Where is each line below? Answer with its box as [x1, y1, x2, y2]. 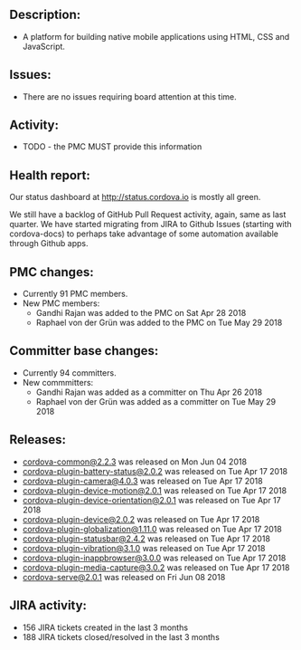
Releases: [9, 432, 66, 447]
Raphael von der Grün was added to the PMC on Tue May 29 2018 [35, 317, 283, 329]
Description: [9, 7, 81, 23]
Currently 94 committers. [22, 367, 117, 378]
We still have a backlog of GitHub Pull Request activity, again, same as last [9, 209, 287, 220]
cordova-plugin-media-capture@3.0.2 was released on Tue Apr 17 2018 [22, 561, 290, 573]
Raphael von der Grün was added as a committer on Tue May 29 [35, 396, 277, 406]
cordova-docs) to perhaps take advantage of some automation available [9, 228, 278, 239]
